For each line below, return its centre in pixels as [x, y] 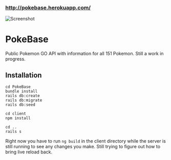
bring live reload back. [29, 152]
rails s [14, 132]
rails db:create [23, 96]
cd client [16, 114]
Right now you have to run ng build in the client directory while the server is [86, 141]
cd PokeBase [18, 87]
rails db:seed [20, 105]
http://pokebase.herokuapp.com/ [48, 8]
